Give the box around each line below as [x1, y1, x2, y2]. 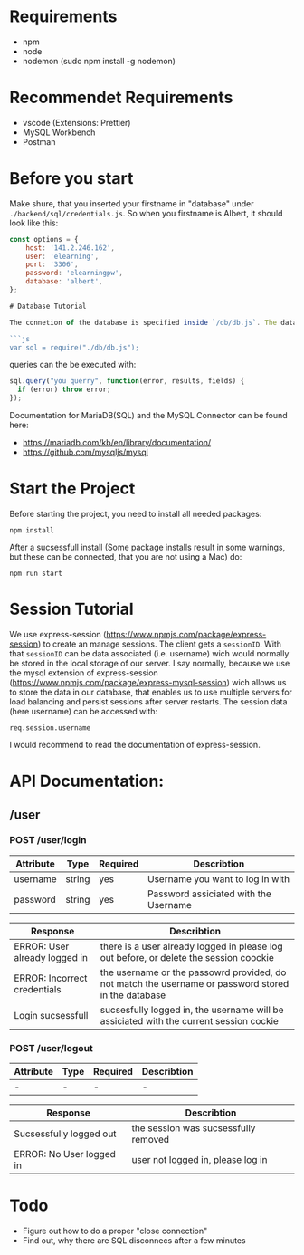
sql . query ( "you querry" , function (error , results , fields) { [9, 377, 245, 386]
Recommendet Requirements [9, 88, 233, 108]
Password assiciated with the [147, 887, 271, 900]
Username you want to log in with [147, 872, 290, 885]
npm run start [9, 569, 63, 578]
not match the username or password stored [100, 977, 290, 990]
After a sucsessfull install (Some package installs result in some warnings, [9, 541, 286, 552]
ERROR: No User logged [14, 1148, 116, 1161]
